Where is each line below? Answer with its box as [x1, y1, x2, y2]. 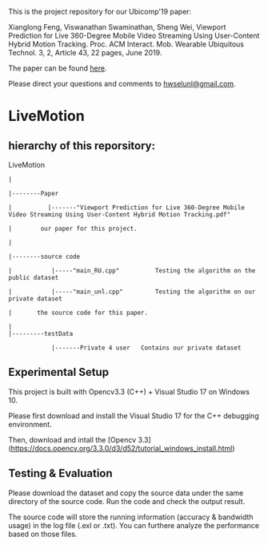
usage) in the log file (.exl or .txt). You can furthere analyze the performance [8, 520, 260, 530]
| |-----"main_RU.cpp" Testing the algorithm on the [8, 267, 256, 275]
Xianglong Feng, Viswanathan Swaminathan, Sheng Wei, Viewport [8, 22, 226, 31]
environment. [8, 419, 52, 429]
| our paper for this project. [8, 224, 138, 232]
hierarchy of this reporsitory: [8, 139, 156, 152]
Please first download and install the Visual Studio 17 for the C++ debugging [8, 410, 259, 420]
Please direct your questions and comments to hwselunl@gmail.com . [8, 79, 236, 88]
